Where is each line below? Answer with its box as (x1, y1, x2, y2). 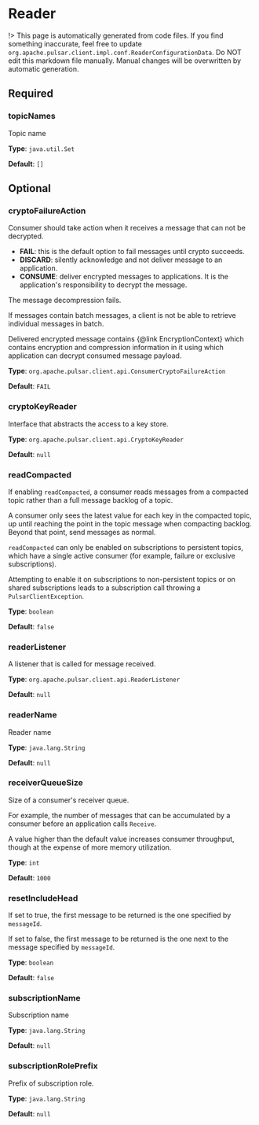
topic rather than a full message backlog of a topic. (8, 495, 173, 504)
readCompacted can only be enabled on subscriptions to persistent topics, (8, 542, 243, 551)
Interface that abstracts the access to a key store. (8, 419, 169, 429)
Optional (8, 182, 51, 195)
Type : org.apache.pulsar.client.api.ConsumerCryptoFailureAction (8, 367, 226, 376)
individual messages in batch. (8, 319, 104, 329)
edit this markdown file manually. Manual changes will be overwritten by (8, 56, 242, 65)
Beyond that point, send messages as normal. (8, 527, 156, 537)
